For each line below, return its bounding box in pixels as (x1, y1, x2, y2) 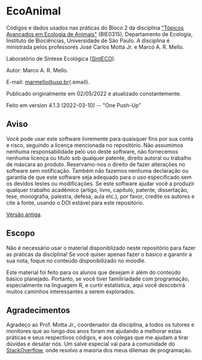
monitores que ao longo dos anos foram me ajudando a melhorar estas (6, 327, 182, 335)
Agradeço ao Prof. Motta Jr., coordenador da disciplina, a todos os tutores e (6, 321, 195, 329)
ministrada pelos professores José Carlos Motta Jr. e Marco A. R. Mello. (6, 43, 185, 51)
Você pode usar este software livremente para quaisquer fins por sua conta (6, 135, 194, 142)
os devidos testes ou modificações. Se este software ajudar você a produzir (6, 179, 195, 187)
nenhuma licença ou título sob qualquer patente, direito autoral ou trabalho (6, 154, 191, 161)
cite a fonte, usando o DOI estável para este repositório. (6, 199, 144, 206)
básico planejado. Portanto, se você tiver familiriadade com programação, (6, 275, 189, 282)
